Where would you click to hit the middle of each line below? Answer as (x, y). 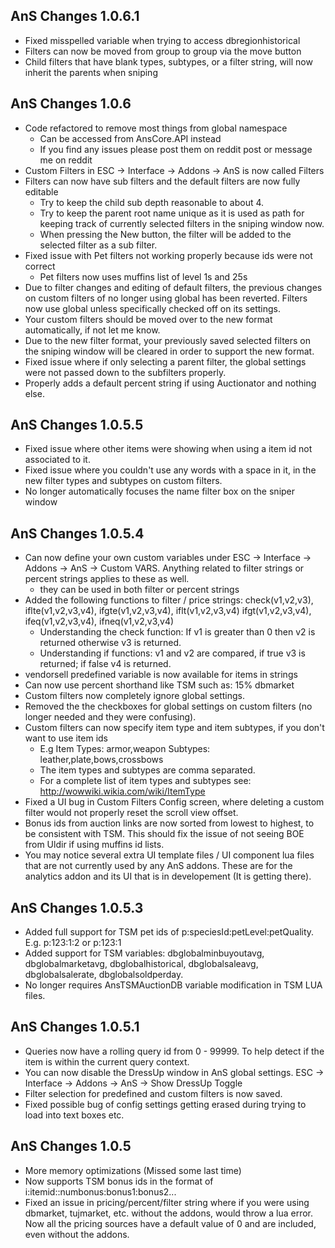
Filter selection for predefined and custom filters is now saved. (153, 1093)
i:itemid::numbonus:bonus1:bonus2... (100, 1191)
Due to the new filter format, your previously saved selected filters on (168, 340)
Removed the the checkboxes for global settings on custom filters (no (168, 706)
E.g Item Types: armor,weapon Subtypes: (125, 749)
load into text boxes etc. (74, 1115)
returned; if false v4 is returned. (105, 664)
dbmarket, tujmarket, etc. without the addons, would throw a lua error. (169, 1213)
